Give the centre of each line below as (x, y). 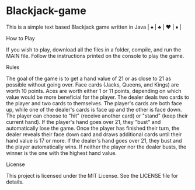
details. (15, 182)
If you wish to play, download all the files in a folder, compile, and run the (94, 49)
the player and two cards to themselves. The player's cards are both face (94, 103)
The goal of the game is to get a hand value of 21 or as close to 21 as (88, 78)
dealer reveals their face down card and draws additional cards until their (94, 134)
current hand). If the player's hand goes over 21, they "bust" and (83, 122)
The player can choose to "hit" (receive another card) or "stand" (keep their (97, 116)
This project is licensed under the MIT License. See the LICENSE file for (92, 175)
